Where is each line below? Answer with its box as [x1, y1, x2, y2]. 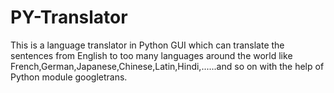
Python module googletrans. [10, 71, 128, 83]
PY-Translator [10, 6, 128, 29]
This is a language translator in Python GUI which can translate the [10, 39, 285, 51]
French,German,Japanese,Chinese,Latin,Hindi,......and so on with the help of [10, 60, 325, 72]
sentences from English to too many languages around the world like [10, 49, 293, 61]
